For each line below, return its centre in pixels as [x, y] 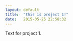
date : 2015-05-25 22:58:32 [36, 19]
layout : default [22, 10]
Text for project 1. [23, 33]
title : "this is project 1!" [37, 14]
